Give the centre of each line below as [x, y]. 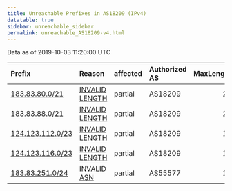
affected [128, 74]
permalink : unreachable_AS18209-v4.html [66, 33]
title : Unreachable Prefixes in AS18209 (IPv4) [77, 13]
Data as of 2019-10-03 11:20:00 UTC [59, 52]
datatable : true [30, 20]
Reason [92, 74]
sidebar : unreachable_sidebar [51, 26]
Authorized [168, 70]
